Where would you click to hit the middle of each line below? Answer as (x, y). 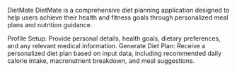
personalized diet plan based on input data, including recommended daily (114, 53)
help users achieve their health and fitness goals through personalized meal (118, 17)
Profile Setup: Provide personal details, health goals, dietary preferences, (114, 38)
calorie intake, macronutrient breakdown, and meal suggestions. (101, 61)
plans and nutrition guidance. (50, 25)
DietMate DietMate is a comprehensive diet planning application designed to (118, 10)
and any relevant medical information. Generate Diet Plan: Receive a (106, 46)
